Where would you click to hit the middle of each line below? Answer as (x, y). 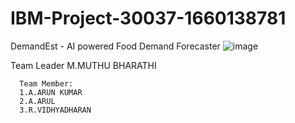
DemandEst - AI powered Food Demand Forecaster (115, 46)
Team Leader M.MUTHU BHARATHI (83, 65)
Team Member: (46, 83)
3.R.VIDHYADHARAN (55, 110)
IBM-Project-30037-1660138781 (148, 18)
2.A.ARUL (37, 101)
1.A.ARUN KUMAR (51, 92)
